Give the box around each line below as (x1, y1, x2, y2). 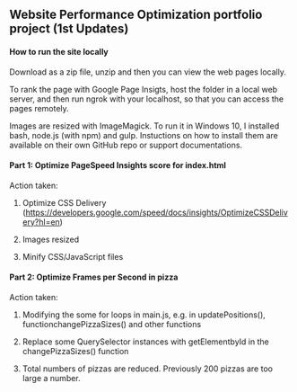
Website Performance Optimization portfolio (9, 7, 263, 22)
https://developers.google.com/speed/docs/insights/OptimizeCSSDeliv (25, 207, 289, 218)
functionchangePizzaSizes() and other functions (22, 319, 202, 329)
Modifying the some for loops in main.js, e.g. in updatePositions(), (22, 309, 266, 320)
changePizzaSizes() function (22, 346, 129, 356)
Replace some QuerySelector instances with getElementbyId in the (22, 336, 269, 347)
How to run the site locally (9, 46, 109, 57)
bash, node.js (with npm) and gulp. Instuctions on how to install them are (9, 129, 278, 140)
